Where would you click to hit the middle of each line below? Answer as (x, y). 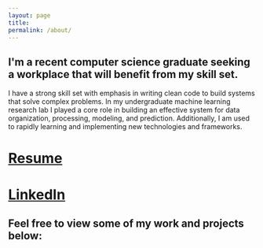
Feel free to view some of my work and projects (126, 223)
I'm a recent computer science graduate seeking (130, 62)
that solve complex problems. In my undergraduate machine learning (119, 102)
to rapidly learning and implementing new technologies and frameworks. (125, 127)
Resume (35, 159)
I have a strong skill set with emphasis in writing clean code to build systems (131, 93)
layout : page (29, 15)
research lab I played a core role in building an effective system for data (124, 110)
